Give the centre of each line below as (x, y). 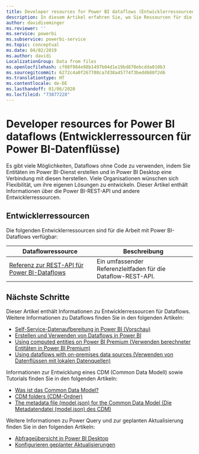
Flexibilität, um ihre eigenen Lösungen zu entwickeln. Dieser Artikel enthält (97, 184)
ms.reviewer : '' (26, 28)
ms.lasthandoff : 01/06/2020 (41, 89)
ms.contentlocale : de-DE (37, 84)
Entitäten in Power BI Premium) (52, 348)
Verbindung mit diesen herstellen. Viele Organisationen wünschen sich (92, 178)
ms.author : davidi (29, 56)
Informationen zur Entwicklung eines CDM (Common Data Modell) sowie (95, 373)
